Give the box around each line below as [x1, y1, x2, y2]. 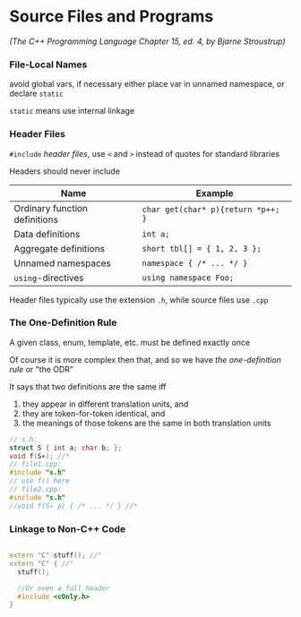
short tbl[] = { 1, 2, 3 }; [142, 244, 262, 253]
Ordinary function [13, 201, 88, 214]
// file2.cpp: [9, 485, 63, 494]
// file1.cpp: [9, 459, 63, 469]
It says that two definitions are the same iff [9, 381, 167, 391]
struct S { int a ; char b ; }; [9, 443, 123, 452]
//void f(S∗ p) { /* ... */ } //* [9, 501, 139, 510]
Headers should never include [9, 166, 121, 176]
